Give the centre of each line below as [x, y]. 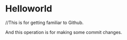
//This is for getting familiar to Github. [44, 22]
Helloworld [29, 9]
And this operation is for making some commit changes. [64, 32]
